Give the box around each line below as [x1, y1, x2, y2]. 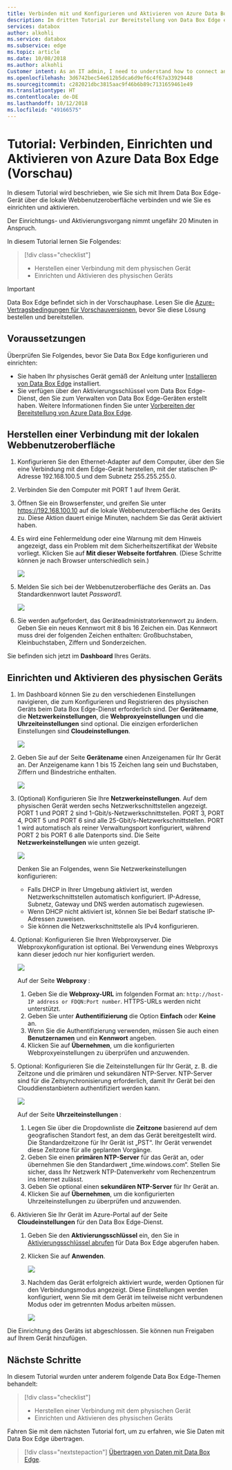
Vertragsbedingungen [7, 305, 70, 314]
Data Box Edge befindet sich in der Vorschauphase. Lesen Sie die [7, 298, 194, 306]
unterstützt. [27, 1004, 61, 1013]
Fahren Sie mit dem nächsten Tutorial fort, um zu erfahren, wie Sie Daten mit [7, 1427, 225, 1435]
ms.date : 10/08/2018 [7, 55, 67, 62]
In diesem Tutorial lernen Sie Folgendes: [7, 237, 122, 245]
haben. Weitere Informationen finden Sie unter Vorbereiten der [17, 401, 195, 410]
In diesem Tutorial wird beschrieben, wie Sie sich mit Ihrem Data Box [7, 188, 202, 197]
